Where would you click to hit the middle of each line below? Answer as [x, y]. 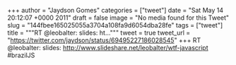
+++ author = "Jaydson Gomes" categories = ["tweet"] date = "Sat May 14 [116, 10]
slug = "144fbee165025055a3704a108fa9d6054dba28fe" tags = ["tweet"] [115, 25]
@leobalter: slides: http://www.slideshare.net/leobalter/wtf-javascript [108, 48]
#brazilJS [21, 55]
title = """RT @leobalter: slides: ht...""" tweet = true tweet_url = [99, 32]
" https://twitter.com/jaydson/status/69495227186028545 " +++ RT [104, 40]
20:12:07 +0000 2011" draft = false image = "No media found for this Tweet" [118, 18]
